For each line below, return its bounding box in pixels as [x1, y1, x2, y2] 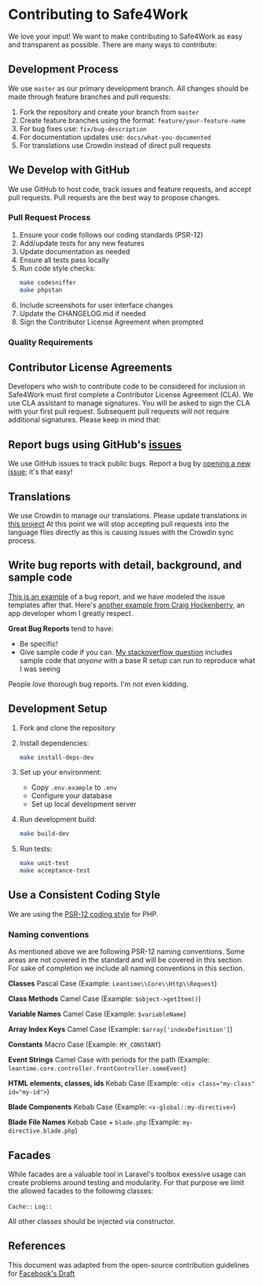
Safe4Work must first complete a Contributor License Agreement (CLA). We [8, 390, 254, 399]
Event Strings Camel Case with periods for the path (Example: [8, 1055, 210, 1065]
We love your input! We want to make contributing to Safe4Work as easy [8, 31, 243, 41]
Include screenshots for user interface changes [19, 300, 174, 310]
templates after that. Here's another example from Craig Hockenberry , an [8, 600, 245, 609]
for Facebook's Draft [8, 1268, 75, 1278]
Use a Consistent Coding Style [8, 889, 161, 902]
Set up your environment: [19, 768, 102, 777]
